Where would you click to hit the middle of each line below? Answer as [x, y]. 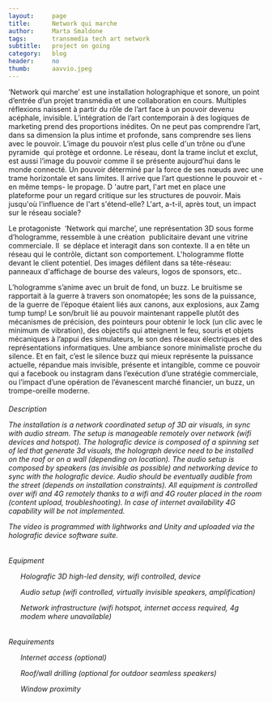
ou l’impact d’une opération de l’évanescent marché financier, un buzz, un [132, 381]
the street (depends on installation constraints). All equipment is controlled [133, 485]
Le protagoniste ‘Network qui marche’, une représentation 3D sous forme [131, 228]
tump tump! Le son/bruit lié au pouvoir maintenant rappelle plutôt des [124, 312]
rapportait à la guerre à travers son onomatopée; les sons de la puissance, [132, 295]
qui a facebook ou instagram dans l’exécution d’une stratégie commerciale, [134, 373]
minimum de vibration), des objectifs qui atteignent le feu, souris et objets [131, 330]
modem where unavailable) [66, 616]
